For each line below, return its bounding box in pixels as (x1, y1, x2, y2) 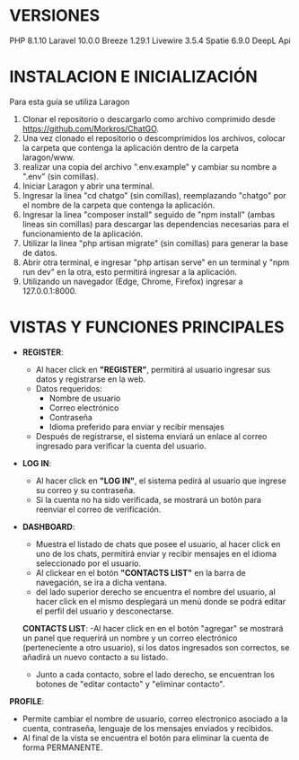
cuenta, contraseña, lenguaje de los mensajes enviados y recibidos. (22, 722, 274, 733)
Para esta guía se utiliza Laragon (9, 96, 130, 107)
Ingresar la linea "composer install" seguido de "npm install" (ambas (22, 208, 276, 220)
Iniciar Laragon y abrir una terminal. (22, 181, 154, 191)
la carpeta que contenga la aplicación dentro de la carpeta (22, 142, 240, 153)
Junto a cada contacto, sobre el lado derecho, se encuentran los (35, 668, 276, 679)
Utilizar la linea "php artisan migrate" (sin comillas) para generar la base (22, 237, 289, 248)
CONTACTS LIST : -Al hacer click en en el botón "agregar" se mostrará (22, 623, 284, 633)
